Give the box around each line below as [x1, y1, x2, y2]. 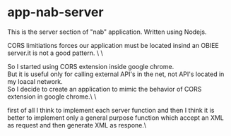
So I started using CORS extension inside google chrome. [7, 62, 174, 70]
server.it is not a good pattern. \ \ [7, 49, 104, 57]
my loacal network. [7, 77, 63, 85]
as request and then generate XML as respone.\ [7, 120, 147, 129]
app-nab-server [7, 4, 104, 20]
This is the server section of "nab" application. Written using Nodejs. [7, 27, 207, 36]
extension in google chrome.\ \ [7, 92, 97, 101]
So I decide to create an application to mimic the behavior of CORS [7, 85, 202, 93]
